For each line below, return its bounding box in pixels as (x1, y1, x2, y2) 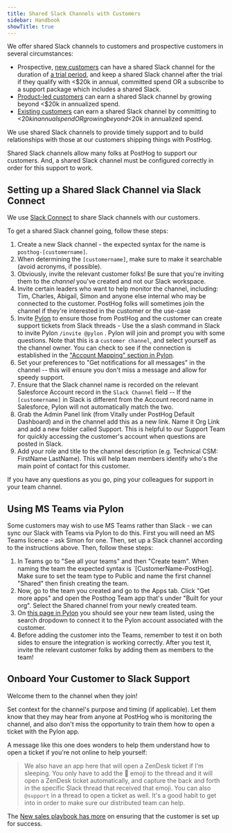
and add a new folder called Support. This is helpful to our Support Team (17, 425, 226, 433)
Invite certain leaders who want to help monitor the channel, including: (17, 284, 219, 293)
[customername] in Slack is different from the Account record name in (17, 396, 213, 404)
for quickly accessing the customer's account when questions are (17, 432, 206, 441)
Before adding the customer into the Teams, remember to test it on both (17, 631, 223, 639)
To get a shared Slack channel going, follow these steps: (7, 227, 168, 235)
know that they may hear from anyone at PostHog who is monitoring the (7, 712, 213, 720)
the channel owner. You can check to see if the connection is (17, 343, 192, 352)
